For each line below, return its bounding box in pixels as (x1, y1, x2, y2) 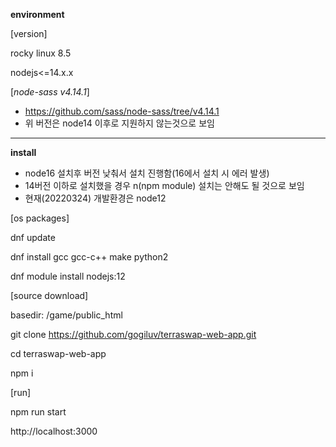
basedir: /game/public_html (10, 309, 123, 321)
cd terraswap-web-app (10, 348, 107, 359)
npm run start (10, 406, 67, 418)
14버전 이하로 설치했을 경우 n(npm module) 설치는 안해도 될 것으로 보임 (24, 180, 305, 191)
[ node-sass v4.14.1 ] (10, 86, 90, 98)
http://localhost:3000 (10, 425, 98, 437)
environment (10, 9, 65, 20)
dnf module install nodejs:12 (10, 270, 126, 282)
